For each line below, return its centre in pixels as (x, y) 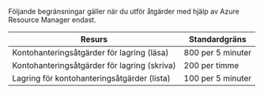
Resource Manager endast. (52, 20)
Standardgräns (217, 39)
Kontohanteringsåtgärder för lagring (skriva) (94, 65)
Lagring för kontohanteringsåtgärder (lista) (92, 78)
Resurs (94, 39)
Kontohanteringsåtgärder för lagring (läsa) (91, 53)
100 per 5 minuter (218, 78)
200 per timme (211, 65)
